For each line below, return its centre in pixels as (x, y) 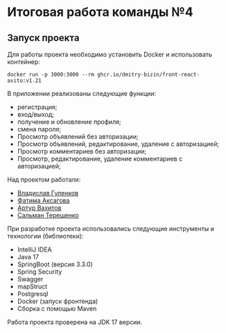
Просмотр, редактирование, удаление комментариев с (100, 159)
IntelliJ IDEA (34, 250)
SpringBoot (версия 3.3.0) (55, 264)
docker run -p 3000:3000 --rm (51, 74)
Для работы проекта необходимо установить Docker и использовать (110, 54)
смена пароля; (39, 129)
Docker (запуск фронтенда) (58, 301)
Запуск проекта (43, 38)
